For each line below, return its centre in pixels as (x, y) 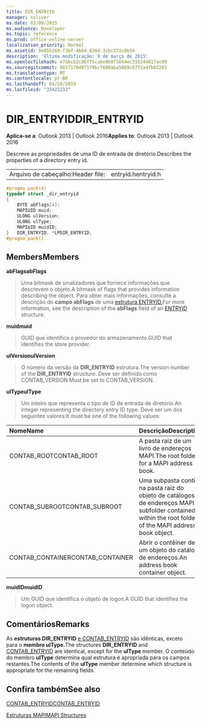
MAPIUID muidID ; (37, 227)
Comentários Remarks (48, 624)
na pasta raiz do (161, 488)
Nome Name (26, 431)
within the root (159, 518)
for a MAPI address (166, 463)
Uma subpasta (159, 480)
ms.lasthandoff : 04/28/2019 (41, 84)
